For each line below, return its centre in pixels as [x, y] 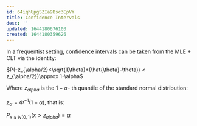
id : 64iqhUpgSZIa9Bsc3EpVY [40, 12]
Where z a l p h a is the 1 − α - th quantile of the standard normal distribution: [97, 88]
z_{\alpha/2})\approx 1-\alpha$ [45, 76]
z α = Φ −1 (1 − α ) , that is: [36, 102]
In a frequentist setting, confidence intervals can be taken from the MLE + [99, 51]
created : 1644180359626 [36, 35]
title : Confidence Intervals [43, 18]
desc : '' [17, 23]
